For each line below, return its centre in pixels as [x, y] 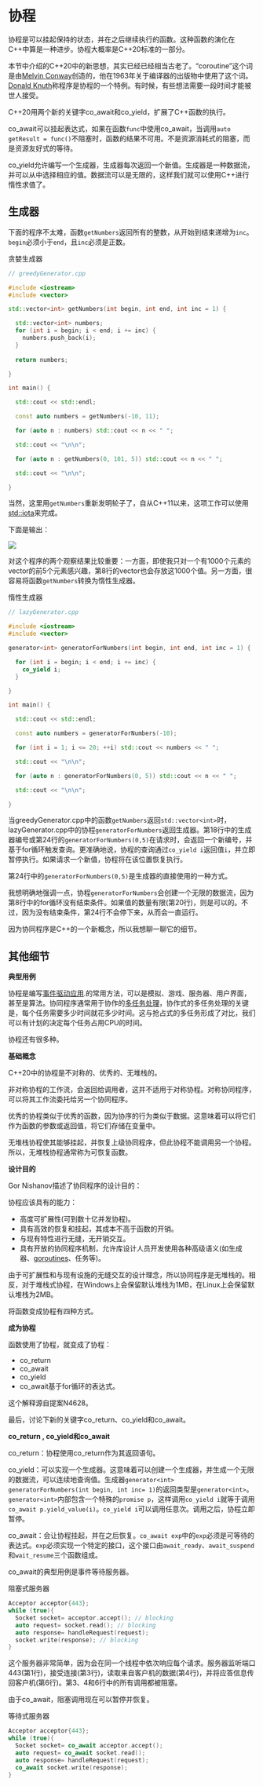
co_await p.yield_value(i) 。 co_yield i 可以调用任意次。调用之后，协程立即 [131, 1509]
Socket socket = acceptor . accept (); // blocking [95, 1618]
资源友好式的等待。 [46, 148]
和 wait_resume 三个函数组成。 [55, 1555]
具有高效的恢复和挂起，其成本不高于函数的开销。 [99, 1229]
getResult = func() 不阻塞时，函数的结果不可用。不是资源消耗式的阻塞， [126, 138]
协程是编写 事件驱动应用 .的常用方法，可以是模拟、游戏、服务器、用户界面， [130, 993]
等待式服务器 [29, 1716]
